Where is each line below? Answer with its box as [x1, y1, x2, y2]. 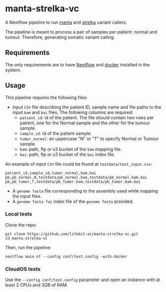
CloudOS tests [5, 265, 41, 272]
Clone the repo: [5, 222, 37, 228]
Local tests [5, 211, 32, 218]
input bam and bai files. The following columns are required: [12, 109, 134, 115]
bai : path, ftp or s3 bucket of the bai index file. [19, 151, 115, 157]
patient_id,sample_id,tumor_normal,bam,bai [5, 170, 97, 176]
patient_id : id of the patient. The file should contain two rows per [19, 114, 154, 120]
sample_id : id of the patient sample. [19, 130, 92, 136]
